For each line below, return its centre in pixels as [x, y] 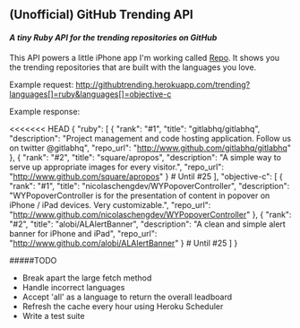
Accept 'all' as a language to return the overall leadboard [127, 297]
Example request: [42, 84]
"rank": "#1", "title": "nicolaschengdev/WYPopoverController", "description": [150, 186]
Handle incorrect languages [73, 287]
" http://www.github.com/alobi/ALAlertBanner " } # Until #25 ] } [124, 243]
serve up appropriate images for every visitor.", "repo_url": [116, 167]
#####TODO [33, 260]
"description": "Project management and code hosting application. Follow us [150, 138]
